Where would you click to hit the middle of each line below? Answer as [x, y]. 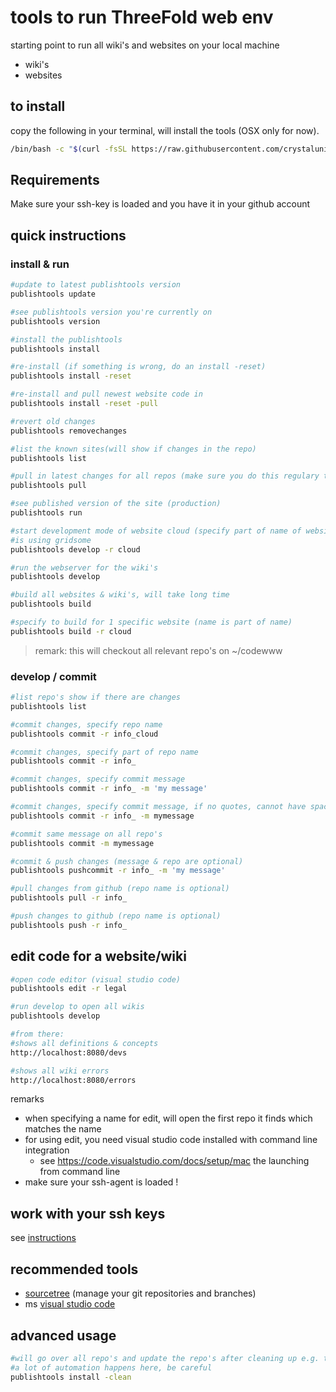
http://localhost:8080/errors [73, 1080]
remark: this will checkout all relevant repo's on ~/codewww [158, 650]
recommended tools [74, 1269]
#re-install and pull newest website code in [106, 394]
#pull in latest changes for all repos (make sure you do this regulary [165, 476]
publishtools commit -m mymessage [82, 843]
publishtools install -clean [71, 1377]
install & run [40, 264]
